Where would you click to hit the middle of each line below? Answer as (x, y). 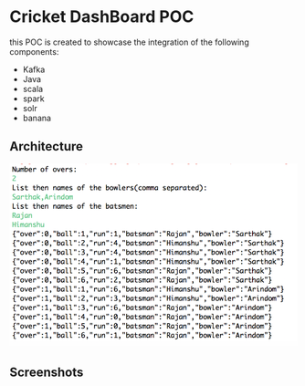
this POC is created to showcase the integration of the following (129, 42)
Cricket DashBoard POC (102, 17)
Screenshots (47, 372)
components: (34, 51)
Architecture (47, 146)
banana (37, 118)
